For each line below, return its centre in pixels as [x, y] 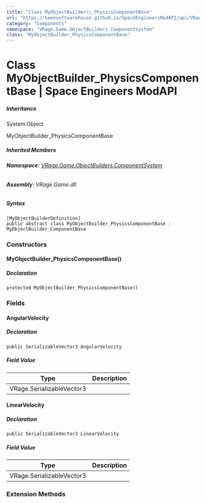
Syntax [16, 204]
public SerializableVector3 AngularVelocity [64, 347]
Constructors [27, 244]
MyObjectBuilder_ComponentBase [46, 229]
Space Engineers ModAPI [111, 91]
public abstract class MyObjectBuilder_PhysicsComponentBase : [89, 224]
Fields [16, 303]
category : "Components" [37, 23]
